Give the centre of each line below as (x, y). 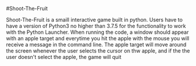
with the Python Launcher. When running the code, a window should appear (97, 32)
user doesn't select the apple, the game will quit (64, 57)
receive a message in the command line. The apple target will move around (96, 44)
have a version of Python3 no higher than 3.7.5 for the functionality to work (96, 26)
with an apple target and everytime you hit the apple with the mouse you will (98, 38)
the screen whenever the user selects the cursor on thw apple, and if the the (98, 51)
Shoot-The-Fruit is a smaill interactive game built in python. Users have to (94, 20)
